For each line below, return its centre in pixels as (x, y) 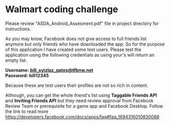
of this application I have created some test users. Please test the (73, 49)
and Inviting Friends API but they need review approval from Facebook (79, 101)
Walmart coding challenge (62, 9)
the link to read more (27, 111)
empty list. (16, 60)
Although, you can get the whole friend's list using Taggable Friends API (81, 95)
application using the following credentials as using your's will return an (80, 55)
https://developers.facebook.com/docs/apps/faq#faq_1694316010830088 (82, 117)
